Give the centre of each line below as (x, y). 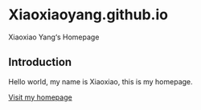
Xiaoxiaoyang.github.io (88, 15)
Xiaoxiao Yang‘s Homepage (54, 37)
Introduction (40, 62)
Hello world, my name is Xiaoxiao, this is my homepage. (100, 81)
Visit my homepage (40, 97)
